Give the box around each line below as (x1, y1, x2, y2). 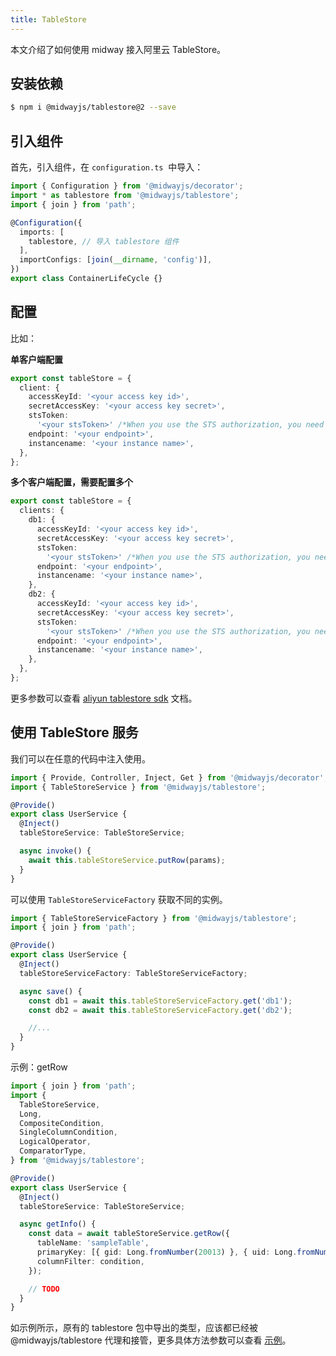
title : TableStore (10, 14, 87, 25)
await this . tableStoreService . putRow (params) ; (28, 855, 226, 865)
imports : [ (19, 227, 65, 237)
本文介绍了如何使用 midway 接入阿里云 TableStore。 (10, 43, 227, 55)
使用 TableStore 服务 (10, 724, 139, 741)
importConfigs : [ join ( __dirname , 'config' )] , (19, 255, 213, 265)
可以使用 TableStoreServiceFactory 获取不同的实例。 (10, 893, 228, 905)
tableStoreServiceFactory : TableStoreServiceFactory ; (19, 968, 248, 978)
